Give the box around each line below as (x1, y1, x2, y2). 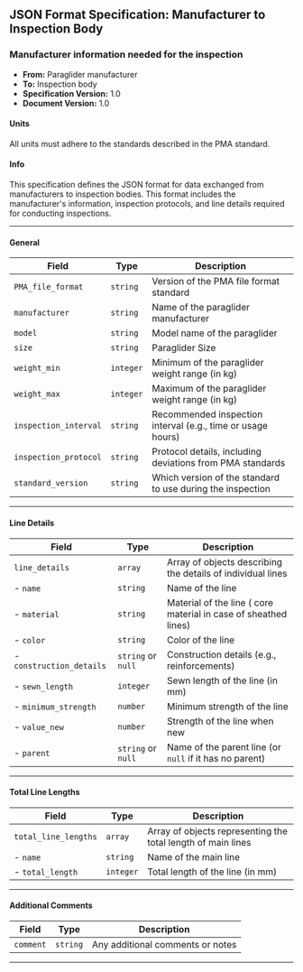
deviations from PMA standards (151, 457, 286, 469)
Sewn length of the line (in (166, 674, 278, 687)
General (9, 236, 41, 247)
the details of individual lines (166, 567, 288, 579)
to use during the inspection (151, 483, 271, 495)
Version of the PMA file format (151, 275, 280, 288)
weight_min (14, 363, 60, 374)
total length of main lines (147, 836, 252, 848)
